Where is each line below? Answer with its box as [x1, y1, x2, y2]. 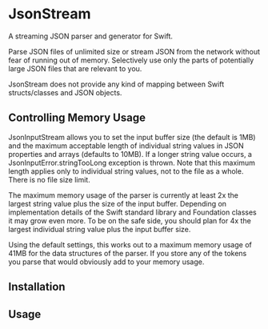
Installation [8, 280, 66, 294]
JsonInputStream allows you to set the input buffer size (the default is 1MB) [8, 132, 256, 142]
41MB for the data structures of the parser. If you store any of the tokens [8, 248, 247, 258]
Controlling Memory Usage [8, 111, 146, 125]
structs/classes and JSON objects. [8, 87, 122, 97]
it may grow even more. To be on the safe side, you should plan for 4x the [8, 215, 252, 225]
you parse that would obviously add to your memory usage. [8, 257, 205, 267]
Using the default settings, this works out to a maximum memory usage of [8, 239, 252, 249]
